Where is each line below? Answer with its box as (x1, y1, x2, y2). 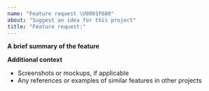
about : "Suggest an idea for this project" (7, 17, 137, 24)
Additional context (7, 56, 63, 64)
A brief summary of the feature (7, 42, 100, 51)
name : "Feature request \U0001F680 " (7, 10, 114, 17)
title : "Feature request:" (7, 23, 86, 30)
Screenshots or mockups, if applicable (17, 69, 129, 77)
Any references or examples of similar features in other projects (17, 76, 202, 85)
